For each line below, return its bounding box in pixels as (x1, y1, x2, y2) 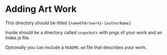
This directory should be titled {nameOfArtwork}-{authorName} (5, 20, 131, 26)
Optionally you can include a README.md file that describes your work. (5, 44, 147, 50)
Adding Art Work (5, 3, 77, 15)
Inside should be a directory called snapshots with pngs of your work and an (5, 29, 162, 35)
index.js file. (5, 35, 30, 41)
